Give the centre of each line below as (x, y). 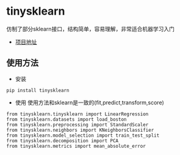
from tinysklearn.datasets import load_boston (67, 119)
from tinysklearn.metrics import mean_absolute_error (76, 146)
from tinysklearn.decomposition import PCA (63, 141)
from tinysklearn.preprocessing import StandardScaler (77, 124)
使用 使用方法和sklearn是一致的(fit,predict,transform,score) (90, 103)
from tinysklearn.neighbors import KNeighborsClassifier (80, 130)
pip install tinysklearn (38, 90)
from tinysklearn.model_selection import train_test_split (83, 135)
